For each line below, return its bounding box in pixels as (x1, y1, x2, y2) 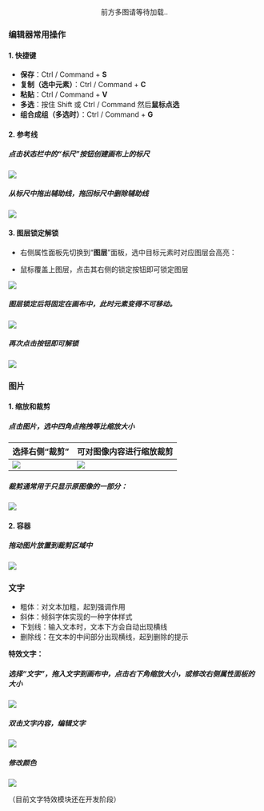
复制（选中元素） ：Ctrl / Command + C (19, 80, 146, 90)
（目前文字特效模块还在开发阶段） (8, 794, 121, 805)
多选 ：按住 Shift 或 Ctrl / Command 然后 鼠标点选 (19, 100, 180, 110)
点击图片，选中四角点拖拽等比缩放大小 (8, 421, 134, 431)
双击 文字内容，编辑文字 (8, 718, 86, 728)
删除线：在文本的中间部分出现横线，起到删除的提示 (19, 632, 189, 641)
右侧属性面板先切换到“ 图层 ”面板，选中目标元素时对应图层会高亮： (19, 247, 238, 257)
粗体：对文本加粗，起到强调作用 (19, 602, 126, 612)
